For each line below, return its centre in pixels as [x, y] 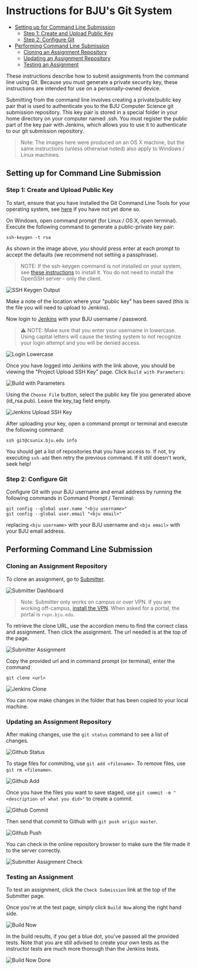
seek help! [18, 464]
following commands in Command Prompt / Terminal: [70, 498]
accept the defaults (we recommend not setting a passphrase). [82, 254]
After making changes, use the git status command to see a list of [87, 734]
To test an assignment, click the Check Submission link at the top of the [91, 890]
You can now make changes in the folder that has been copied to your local [97, 700]
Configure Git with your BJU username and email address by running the [94, 492]
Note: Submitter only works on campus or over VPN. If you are [96, 602]
